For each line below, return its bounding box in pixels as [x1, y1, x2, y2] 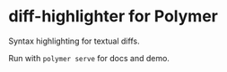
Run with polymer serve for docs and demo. [8, 52, 170, 63]
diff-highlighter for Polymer [8, 6, 219, 27]
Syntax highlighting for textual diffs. [8, 36, 140, 46]
